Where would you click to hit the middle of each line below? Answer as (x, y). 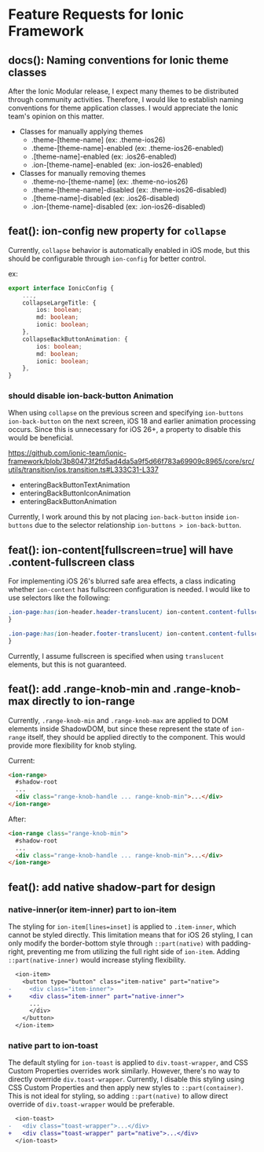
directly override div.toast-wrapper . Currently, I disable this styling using (126, 1079)
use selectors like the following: (59, 598)
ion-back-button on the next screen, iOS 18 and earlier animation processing (132, 421)
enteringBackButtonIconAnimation (75, 493)
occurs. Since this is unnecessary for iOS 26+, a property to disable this (125, 430)
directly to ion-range (83, 702)
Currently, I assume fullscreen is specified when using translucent (116, 656)
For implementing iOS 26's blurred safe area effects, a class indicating (122, 581)
